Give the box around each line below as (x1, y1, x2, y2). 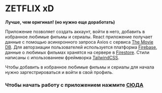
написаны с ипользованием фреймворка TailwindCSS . (5, 54, 120, 60)
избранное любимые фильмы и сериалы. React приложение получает (5, 34, 153, 40)
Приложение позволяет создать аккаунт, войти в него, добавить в (5, 28, 145, 34)
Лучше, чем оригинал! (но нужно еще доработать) (5, 19, 115, 25)
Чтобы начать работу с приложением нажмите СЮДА (5, 81, 144, 88)
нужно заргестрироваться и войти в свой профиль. (5, 69, 113, 75)
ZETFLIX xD (5, 3, 54, 14)
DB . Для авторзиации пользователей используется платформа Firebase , (5, 44, 158, 50)
